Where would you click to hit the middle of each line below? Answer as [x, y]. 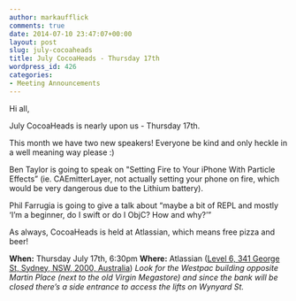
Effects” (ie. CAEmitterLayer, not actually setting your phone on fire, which [144, 179]
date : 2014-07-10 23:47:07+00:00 [71, 34]
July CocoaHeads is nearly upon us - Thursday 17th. [105, 126]
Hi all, [19, 108]
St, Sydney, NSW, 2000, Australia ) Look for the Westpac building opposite [144, 267]
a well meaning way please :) [62, 152]
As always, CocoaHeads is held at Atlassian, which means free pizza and [142, 232]
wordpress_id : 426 [43, 67]
